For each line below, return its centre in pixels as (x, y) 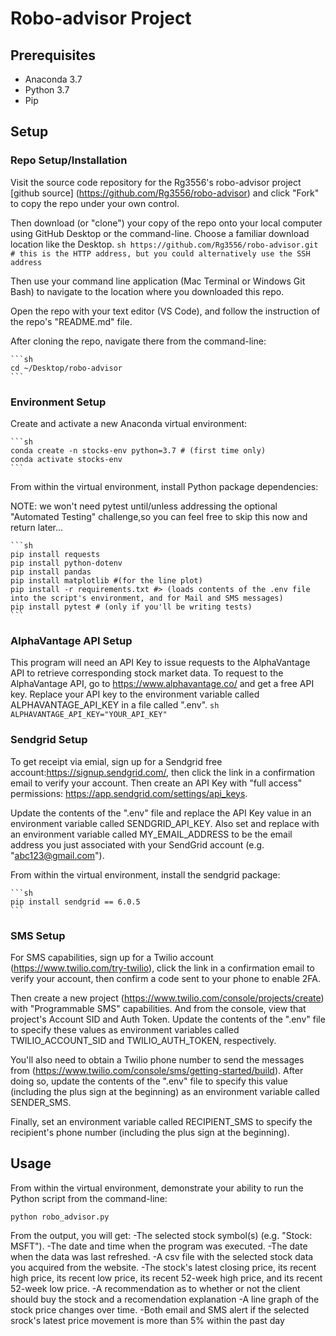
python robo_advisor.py (60, 1217)
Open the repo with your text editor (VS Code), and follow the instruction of (165, 311)
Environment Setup (58, 402)
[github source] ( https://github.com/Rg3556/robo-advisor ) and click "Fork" (165, 193)
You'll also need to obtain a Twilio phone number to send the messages (157, 1059)
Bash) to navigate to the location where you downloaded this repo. (147, 291)
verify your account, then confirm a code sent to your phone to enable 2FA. (165, 978)
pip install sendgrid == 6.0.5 (75, 902)
